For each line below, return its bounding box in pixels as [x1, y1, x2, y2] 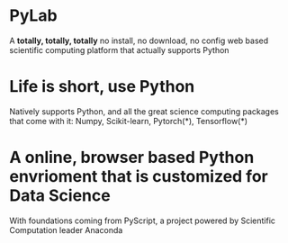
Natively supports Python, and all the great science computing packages [9, 105, 279, 117]
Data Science [9, 185, 111, 206]
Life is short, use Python [9, 76, 195, 97]
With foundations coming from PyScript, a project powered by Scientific [9, 215, 276, 226]
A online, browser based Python [9, 148, 255, 167]
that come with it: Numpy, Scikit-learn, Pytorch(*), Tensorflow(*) [9, 115, 248, 126]
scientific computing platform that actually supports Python [9, 44, 229, 55]
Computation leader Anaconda [9, 224, 123, 235]
